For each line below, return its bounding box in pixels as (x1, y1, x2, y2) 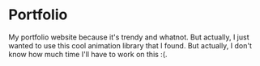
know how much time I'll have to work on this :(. (8, 49, 168, 59)
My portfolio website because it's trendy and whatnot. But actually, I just (8, 32, 249, 42)
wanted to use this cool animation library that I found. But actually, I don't (8, 40, 253, 50)
